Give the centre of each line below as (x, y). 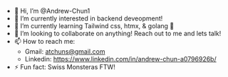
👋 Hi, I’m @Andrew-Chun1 (52, 11)
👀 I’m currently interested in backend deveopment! (88, 18)
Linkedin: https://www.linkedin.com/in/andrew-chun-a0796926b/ (120, 59)
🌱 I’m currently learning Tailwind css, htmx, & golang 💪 (94, 26)
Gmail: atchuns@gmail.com (65, 52)
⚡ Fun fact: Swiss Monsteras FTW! (64, 67)
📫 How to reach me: (45, 41)
